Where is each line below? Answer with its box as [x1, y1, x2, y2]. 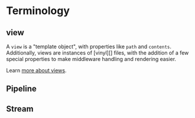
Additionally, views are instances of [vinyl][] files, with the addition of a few [6, 49, 189, 56]
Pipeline [6, 84, 37, 94]
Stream [6, 104, 34, 114]
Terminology [6, 4, 70, 18]
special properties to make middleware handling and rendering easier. [6, 56, 176, 62]
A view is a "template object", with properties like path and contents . [6, 43, 172, 50]
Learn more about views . [6, 67, 67, 74]
